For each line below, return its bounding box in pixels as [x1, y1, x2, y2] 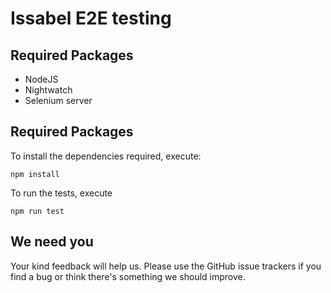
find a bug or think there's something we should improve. [10, 270, 246, 282]
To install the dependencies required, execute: [10, 150, 202, 162]
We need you [10, 233, 94, 251]
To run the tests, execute [10, 187, 113, 199]
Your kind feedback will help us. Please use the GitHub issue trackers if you [10, 260, 322, 272]
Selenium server [24, 95, 93, 106]
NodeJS [24, 73, 59, 85]
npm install [10, 169, 60, 179]
